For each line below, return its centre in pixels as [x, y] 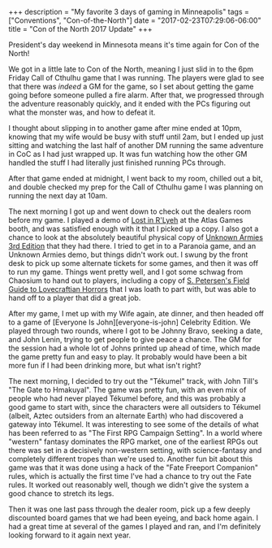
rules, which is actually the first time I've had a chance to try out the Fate [130, 476]
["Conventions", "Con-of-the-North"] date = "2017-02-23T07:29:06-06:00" [135, 20]
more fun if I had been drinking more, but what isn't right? [105, 365]
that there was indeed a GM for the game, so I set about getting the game [131, 86]
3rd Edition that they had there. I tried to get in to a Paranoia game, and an [132, 246]
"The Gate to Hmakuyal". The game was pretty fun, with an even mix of [127, 390]
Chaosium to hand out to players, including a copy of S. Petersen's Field [129, 281]
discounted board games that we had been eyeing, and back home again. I [133, 518]
